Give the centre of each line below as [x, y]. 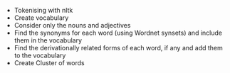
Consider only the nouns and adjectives [72, 25]
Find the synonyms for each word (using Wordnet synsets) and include [118, 33]
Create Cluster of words [49, 63]
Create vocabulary [41, 18]
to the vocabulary [40, 55]
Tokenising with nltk [43, 10]
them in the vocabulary [48, 40]
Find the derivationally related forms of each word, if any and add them [118, 48]
